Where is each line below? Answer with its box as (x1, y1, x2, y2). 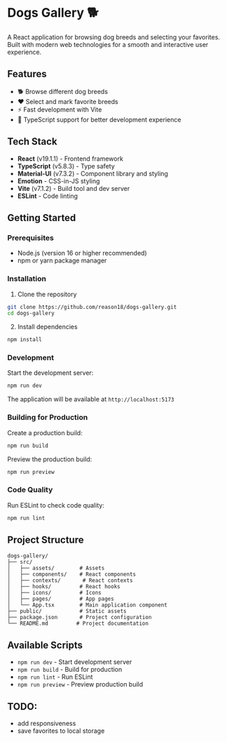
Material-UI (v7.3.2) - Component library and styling (17, 169, 168, 178)
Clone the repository (17, 290, 77, 298)
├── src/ (7, 559, 33, 566)
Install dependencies (17, 323, 78, 331)
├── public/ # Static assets (7, 608, 128, 615)
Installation (7, 274, 47, 284)
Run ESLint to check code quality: (7, 501, 105, 509)
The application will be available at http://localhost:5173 (7, 395, 174, 404)
